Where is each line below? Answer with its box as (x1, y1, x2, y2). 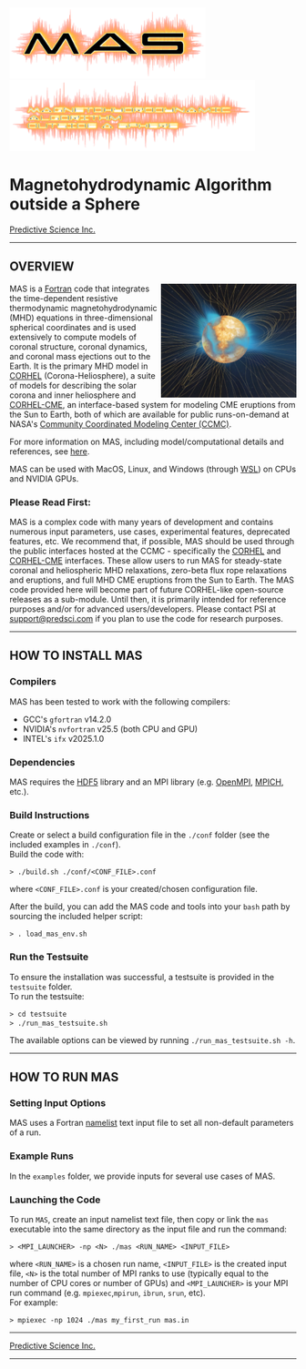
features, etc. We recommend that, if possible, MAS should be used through (9, 536, 295, 547)
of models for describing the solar (9, 380, 137, 390)
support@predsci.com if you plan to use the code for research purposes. (9, 614, 284, 624)
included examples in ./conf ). (9, 839, 121, 850)
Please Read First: (9, 495, 91, 508)
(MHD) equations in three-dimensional (9, 312, 153, 323)
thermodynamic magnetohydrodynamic (9, 302, 158, 313)
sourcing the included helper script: (9, 911, 143, 922)
